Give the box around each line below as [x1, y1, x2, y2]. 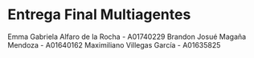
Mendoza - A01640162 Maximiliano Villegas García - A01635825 [7, 40, 221, 49]
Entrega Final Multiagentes [7, 6, 191, 24]
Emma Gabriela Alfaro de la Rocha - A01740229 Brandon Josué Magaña [7, 32, 247, 41]
